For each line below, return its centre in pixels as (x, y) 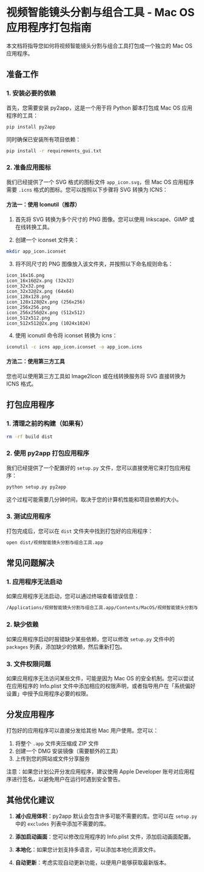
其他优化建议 (30, 800)
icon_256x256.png (28, 307)
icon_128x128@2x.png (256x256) (46, 302)
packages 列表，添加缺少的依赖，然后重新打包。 (66, 647)
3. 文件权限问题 (29, 664)
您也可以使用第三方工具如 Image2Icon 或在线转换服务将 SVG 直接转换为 (96, 376)
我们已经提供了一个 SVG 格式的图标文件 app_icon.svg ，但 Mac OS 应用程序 (100, 182)
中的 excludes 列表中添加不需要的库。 (62, 823)
